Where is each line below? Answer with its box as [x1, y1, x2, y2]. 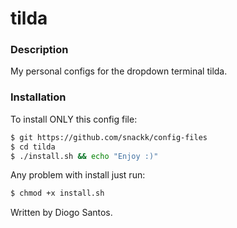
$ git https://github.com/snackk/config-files [10, 132, 208, 142]
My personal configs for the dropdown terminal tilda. [10, 65, 228, 77]
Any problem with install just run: [10, 169, 146, 181]
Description [10, 43, 69, 57]
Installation [10, 90, 67, 104]
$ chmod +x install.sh [10, 188, 105, 199]
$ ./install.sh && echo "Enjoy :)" [10, 151, 159, 161]
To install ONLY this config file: [10, 113, 138, 125]
